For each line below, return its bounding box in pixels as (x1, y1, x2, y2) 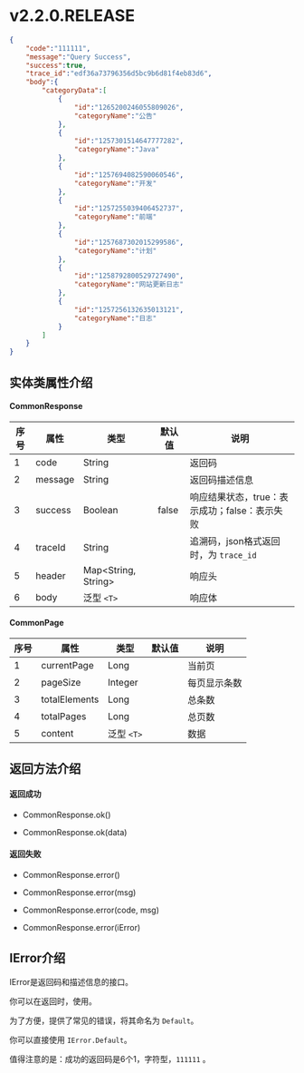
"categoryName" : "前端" (73, 212, 157, 222)
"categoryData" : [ (42, 86, 107, 95)
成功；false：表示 (198, 504, 274, 517)
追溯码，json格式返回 (189, 534, 280, 547)
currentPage (41, 658, 95, 671)
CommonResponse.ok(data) (22, 826, 128, 837)
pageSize (41, 676, 81, 688)
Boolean (82, 503, 119, 516)
